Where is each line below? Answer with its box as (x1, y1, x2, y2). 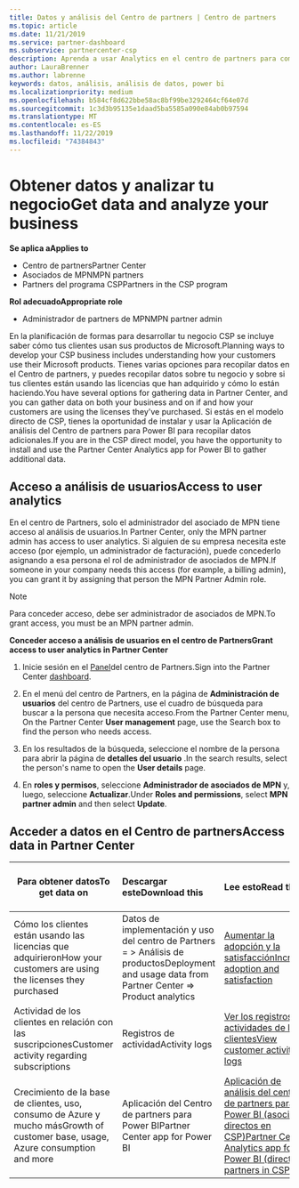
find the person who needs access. (21, 726, 152, 737)
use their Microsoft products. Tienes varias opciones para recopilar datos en (9, 359, 290, 369)
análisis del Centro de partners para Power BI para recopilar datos (9, 424, 252, 436)
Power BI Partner (121, 1119, 190, 1132)
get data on (38, 886, 89, 899)
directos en (223, 1119, 271, 1132)
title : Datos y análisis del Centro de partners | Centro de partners (9, 12, 277, 22)
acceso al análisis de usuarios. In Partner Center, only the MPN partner (9, 526, 267, 537)
